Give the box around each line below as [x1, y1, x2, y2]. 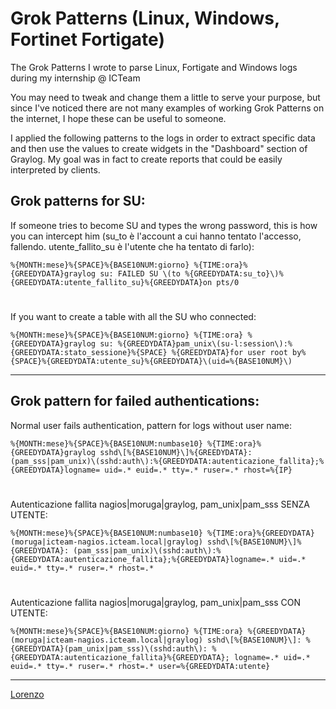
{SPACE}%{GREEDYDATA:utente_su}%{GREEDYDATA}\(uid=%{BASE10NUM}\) [10, 356, 293, 366]
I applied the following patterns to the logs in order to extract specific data [10, 132, 316, 144]
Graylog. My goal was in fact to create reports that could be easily [10, 153, 283, 165]
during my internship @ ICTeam [10, 72, 141, 84]
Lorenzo [10, 688, 45, 701]
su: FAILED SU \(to [99, 268, 182, 279]
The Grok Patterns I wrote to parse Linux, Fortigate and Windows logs [10, 61, 298, 73]
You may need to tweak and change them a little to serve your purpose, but [10, 91, 321, 103]
